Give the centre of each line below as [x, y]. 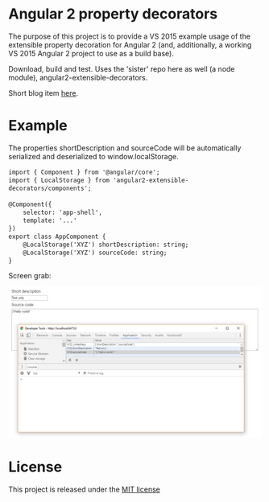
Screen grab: [30, 275]
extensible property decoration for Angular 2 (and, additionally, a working [130, 44]
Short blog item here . [43, 93]
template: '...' [50, 220]
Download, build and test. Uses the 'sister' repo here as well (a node [122, 68]
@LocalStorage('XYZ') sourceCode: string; [95, 253]
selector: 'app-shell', [63, 212]
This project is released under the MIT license [85, 490]
